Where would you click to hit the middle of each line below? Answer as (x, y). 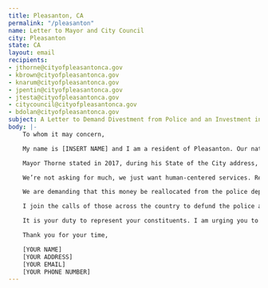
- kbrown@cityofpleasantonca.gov (64, 75)
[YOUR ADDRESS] (48, 257)
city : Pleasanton (37, 38)
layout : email (32, 53)
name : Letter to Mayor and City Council (77, 30)
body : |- (23, 127)
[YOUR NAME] (42, 249)
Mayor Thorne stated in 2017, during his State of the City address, (141, 163)
